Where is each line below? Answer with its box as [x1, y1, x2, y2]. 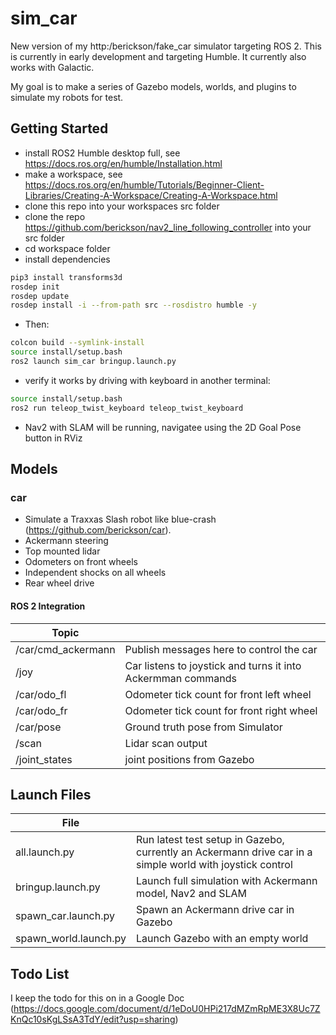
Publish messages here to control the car [124, 642, 318, 656]
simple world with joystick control [136, 858, 293, 872]
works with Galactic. [10, 61, 95, 73]
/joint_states [15, 752, 73, 766]
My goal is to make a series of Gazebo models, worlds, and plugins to [10, 80, 297, 92]
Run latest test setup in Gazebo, [136, 833, 285, 847]
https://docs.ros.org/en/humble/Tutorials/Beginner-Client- [24, 178, 265, 191]
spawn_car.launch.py [15, 909, 115, 923]
